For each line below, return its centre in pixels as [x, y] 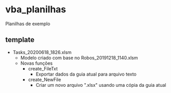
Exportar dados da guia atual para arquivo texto [86, 74]
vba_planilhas [36, 10]
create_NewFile [45, 79]
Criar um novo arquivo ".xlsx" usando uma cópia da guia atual [101, 85]
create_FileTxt [43, 68]
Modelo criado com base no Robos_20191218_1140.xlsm [79, 58]
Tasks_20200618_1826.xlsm [42, 52]
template [20, 40]
